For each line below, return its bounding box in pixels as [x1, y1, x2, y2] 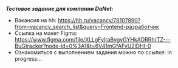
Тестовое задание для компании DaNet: [5, 5, 114, 12]
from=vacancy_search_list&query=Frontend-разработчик [14, 23, 159, 30]
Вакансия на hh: [14, 17, 57, 23]
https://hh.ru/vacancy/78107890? [58, 17, 141, 23]
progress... [14, 55, 42, 62]
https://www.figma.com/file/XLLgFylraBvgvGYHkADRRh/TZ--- [14, 36, 171, 43]
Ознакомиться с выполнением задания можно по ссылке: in [14, 49, 173, 56]
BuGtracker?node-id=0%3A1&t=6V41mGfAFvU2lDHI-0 [14, 42, 151, 49]
